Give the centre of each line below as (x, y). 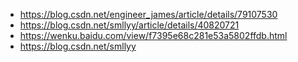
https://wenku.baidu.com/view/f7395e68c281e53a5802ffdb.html (153, 35)
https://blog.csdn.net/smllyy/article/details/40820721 (129, 25)
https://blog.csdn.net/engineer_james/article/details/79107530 (148, 14)
